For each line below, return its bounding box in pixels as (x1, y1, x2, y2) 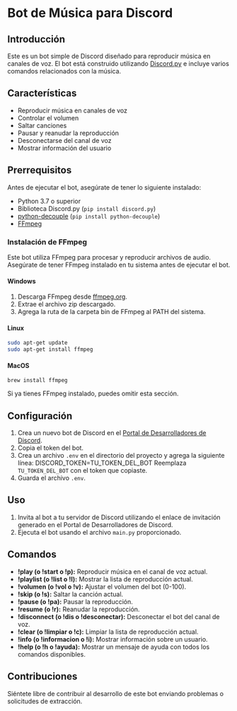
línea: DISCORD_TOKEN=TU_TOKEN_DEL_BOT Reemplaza (17, 458, 187, 468)
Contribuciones (7, 671, 78, 683)
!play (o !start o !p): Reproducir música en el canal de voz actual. (17, 567, 208, 576)
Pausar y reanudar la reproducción (17, 129, 119, 137)
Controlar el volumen (17, 113, 79, 122)
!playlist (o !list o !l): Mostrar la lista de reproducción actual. (17, 574, 193, 583)
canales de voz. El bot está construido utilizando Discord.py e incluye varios (7, 59, 230, 68)
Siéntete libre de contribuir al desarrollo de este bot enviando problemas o (7, 689, 224, 698)
